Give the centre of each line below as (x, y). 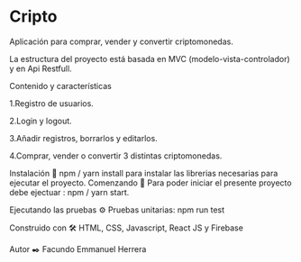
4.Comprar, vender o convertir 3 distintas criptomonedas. (116, 156)
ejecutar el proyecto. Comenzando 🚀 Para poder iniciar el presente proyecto (150, 183)
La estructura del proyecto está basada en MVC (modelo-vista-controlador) (150, 59)
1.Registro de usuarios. (52, 103)
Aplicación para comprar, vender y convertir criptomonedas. (122, 41)
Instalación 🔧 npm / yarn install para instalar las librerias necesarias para (144, 173)
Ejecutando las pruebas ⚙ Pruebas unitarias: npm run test (117, 210)
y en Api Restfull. (41, 68)
